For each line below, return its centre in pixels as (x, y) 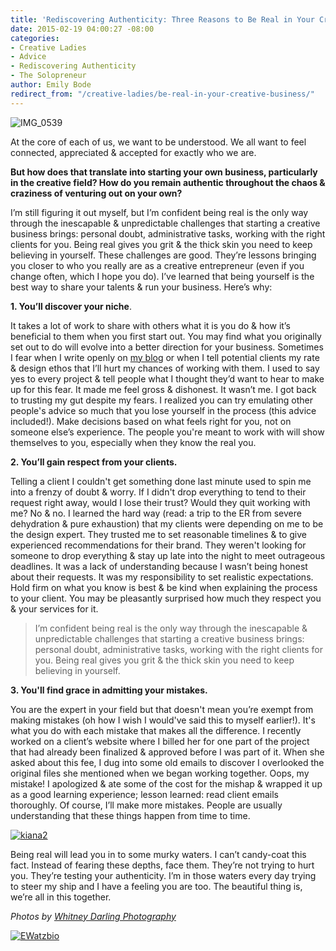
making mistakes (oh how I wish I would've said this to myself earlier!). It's (163, 720)
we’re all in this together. (61, 897)
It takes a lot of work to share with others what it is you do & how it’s (150, 325)
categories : (35, 38)
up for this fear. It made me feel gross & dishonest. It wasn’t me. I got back (163, 389)
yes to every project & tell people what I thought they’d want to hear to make (167, 378)
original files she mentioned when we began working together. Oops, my (160, 773)
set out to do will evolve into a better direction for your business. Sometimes (167, 347)
